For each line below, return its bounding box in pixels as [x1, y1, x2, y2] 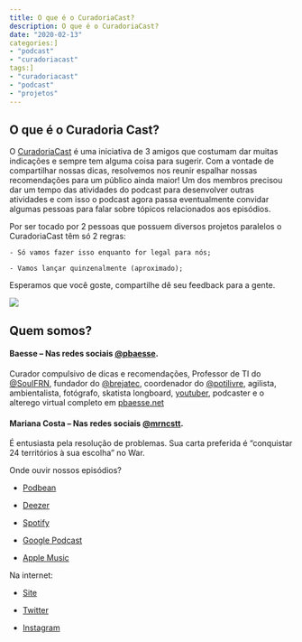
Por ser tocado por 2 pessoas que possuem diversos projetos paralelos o [9, 221, 282, 232]
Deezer [22, 500, 50, 511]
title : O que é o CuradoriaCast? [9, 13, 135, 23]
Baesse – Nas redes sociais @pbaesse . [9, 349, 160, 359]
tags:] [9, 64, 34, 73]
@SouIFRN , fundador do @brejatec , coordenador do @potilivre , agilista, [9, 377, 277, 388]
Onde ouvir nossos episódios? [9, 465, 122, 476]
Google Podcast [22, 535, 83, 546]
